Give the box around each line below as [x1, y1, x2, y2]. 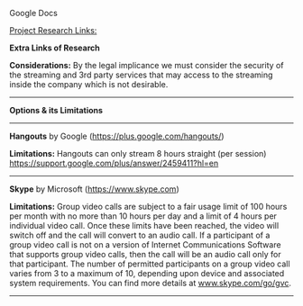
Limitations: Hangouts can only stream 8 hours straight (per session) [9, 148, 267, 158]
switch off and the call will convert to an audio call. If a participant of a [9, 229, 271, 240]
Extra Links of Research [9, 42, 101, 53]
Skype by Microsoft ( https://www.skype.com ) [9, 184, 179, 194]
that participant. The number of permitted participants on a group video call [9, 258, 290, 269]
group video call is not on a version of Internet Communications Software [9, 239, 281, 250]
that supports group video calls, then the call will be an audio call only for [9, 249, 281, 259]
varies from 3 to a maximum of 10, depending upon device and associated [9, 268, 285, 278]
